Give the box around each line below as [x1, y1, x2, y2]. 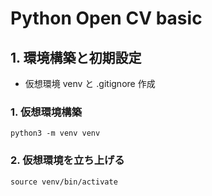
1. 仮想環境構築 [10, 105, 83, 119]
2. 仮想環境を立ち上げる [10, 153, 125, 167]
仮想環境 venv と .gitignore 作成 [24, 78, 156, 89]
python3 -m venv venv [10, 128, 101, 139]
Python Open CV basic [10, 7, 203, 30]
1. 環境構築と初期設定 [10, 49, 142, 66]
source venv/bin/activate [10, 177, 118, 187]
